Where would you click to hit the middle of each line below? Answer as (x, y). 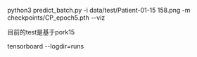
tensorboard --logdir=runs (46, 46)
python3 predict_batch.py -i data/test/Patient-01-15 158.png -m (99, 10)
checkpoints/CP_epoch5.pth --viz (56, 18)
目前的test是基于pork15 (41, 32)
